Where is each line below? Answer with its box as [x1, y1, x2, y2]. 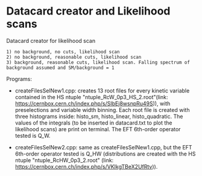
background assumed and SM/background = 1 [6, 65, 115, 71]
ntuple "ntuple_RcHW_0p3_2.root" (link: [14, 156, 114, 164]
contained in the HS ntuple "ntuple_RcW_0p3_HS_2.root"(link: [14, 93, 168, 100]
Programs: [6, 75, 32, 82]
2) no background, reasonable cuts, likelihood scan [6, 54, 142, 60]
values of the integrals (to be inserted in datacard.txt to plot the [14, 119, 173, 126]
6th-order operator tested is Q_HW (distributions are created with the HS [14, 150, 196, 157]
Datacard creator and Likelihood [6, 4, 171, 18]
